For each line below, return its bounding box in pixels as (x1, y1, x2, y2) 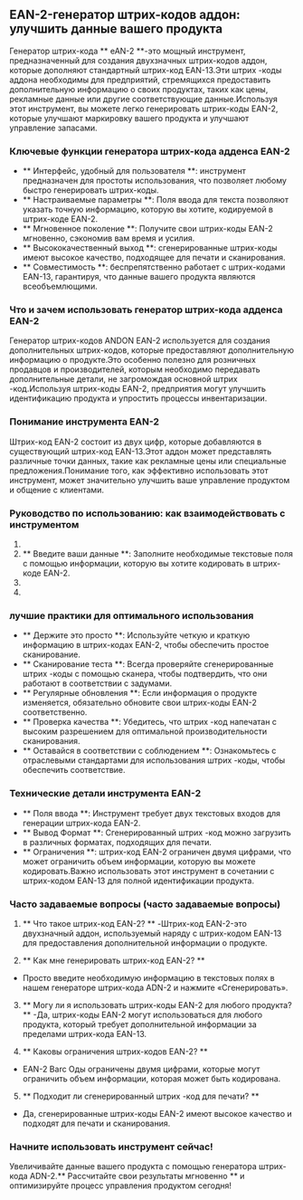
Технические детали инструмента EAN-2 (9, 787, 202, 800)
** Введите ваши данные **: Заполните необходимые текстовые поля (22, 548, 294, 559)
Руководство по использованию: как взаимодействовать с (9, 507, 286, 519)
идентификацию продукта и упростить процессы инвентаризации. (9, 393, 268, 404)
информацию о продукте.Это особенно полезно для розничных (9, 355, 256, 366)
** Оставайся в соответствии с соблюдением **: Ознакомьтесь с (22, 746, 277, 757)
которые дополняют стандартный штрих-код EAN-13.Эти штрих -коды (9, 64, 282, 75)
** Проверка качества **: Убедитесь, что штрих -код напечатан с (22, 717, 278, 728)
